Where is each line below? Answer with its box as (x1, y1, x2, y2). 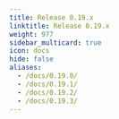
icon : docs (9, 47, 50, 55)
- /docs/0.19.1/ (17, 80, 78, 89)
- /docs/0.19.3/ (17, 96, 78, 106)
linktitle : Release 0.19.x (9, 21, 110, 30)
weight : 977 (9, 30, 54, 38)
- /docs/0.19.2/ (17, 88, 78, 97)
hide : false (9, 55, 54, 64)
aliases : (9, 64, 42, 72)
